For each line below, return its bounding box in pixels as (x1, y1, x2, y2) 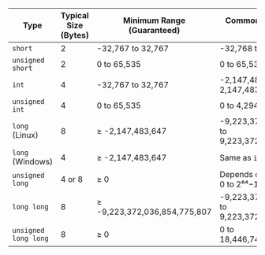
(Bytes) (60, 30, 89, 40)
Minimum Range (122, 15, 186, 26)
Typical (60, 10, 89, 20)
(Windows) (12, 157, 54, 167)
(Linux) (12, 130, 39, 140)
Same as (219, 153, 252, 163)
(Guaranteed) (128, 25, 181, 35)
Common (225, 15, 260, 26)
